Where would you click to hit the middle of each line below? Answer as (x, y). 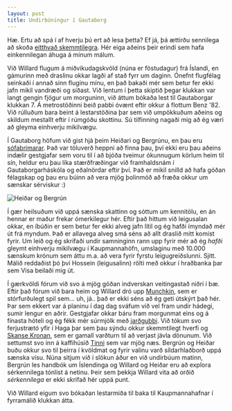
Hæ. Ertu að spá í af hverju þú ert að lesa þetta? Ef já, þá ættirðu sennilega (113, 40)
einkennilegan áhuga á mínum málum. (61, 54)
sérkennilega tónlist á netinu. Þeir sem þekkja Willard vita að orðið (101, 372)
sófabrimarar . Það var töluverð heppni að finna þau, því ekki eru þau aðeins (114, 148)
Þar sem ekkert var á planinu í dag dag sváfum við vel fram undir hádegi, (111, 306)
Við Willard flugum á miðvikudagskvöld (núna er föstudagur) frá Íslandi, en (113, 68)
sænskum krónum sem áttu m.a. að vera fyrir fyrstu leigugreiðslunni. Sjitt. (112, 255)
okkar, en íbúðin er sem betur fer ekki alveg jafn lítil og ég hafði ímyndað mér (116, 226)
